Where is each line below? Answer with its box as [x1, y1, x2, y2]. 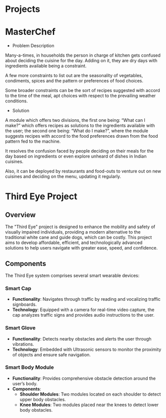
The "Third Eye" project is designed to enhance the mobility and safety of [5, 224, 156, 230]
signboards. [12, 302, 37, 308]
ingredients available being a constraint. [5, 63, 87, 69]
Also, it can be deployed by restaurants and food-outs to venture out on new [5, 168, 162, 174]
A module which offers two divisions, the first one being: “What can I [5, 117, 145, 123]
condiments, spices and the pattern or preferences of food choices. [5, 78, 144, 84]
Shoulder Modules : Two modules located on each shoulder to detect [19, 391, 161, 397]
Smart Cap [5, 285, 31, 292]
